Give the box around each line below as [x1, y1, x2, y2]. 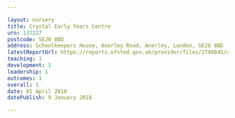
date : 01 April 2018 [7, 88, 68, 95]
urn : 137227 [7, 29, 42, 36]
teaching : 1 [7, 55, 42, 63]
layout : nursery [7, 16, 55, 23]
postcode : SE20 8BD [7, 36, 64, 43]
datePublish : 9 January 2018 [7, 94, 92, 101]
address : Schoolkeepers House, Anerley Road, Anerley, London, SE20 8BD [7, 43, 224, 50]
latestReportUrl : [7, 49, 58, 56]
